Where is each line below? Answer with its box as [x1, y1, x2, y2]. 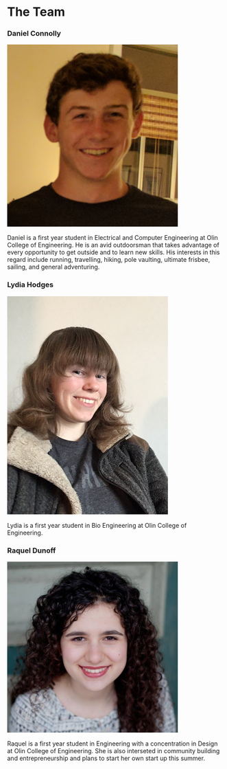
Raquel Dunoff [7, 546, 56, 555]
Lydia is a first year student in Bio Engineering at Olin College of [7, 521, 187, 529]
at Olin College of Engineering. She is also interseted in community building [7, 747, 220, 755]
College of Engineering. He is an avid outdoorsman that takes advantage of [7, 241, 219, 249]
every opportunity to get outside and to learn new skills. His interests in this [7, 248, 220, 256]
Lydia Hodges [7, 280, 53, 289]
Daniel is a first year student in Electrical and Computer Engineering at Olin [7, 234, 218, 242]
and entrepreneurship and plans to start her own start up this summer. [7, 754, 206, 763]
